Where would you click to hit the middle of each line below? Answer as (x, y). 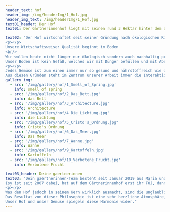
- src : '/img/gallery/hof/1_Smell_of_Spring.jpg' (63, 85)
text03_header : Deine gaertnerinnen (44, 174)
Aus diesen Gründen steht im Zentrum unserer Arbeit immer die (73, 75)
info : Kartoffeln (33, 155)
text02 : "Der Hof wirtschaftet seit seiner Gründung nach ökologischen (82, 38)
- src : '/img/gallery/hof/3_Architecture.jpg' (60, 103)
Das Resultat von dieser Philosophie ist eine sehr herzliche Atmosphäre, (86, 197)
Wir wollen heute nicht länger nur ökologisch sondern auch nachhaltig (82, 57)
